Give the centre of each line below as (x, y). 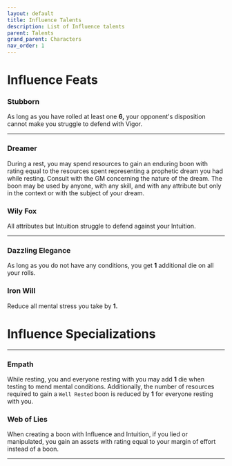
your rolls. (21, 273)
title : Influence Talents (44, 20)
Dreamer (22, 148)
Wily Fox (22, 210)
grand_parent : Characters (44, 39)
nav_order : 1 (26, 46)
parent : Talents (30, 33)
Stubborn (23, 102)
